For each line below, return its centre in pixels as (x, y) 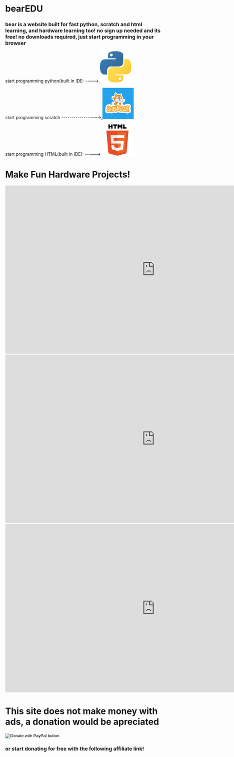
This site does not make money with (81, 711)
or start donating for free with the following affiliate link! (75, 749)
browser (15, 43)
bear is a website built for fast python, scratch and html (74, 25)
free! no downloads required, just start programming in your (79, 37)
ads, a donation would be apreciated (82, 722)
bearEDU (24, 9)
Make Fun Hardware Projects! (68, 174)
